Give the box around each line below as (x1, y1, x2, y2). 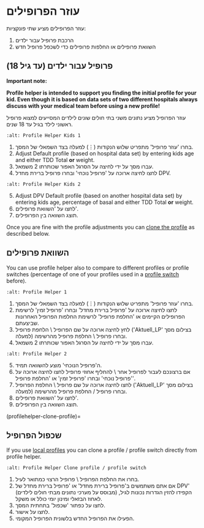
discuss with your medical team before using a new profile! (6, 102, 161, 109)
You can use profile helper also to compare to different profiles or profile (6, 264, 189, 271)
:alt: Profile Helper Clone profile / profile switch (6, 465, 147, 471)
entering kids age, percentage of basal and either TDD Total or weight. (15, 198, 194, 206)
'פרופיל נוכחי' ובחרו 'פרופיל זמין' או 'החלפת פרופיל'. (15, 375, 136, 382)
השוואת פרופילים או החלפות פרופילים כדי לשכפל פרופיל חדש (15, 43, 156, 50)
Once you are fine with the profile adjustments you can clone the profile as (6, 223, 195, 231)
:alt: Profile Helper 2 (6, 351, 67, 357)
